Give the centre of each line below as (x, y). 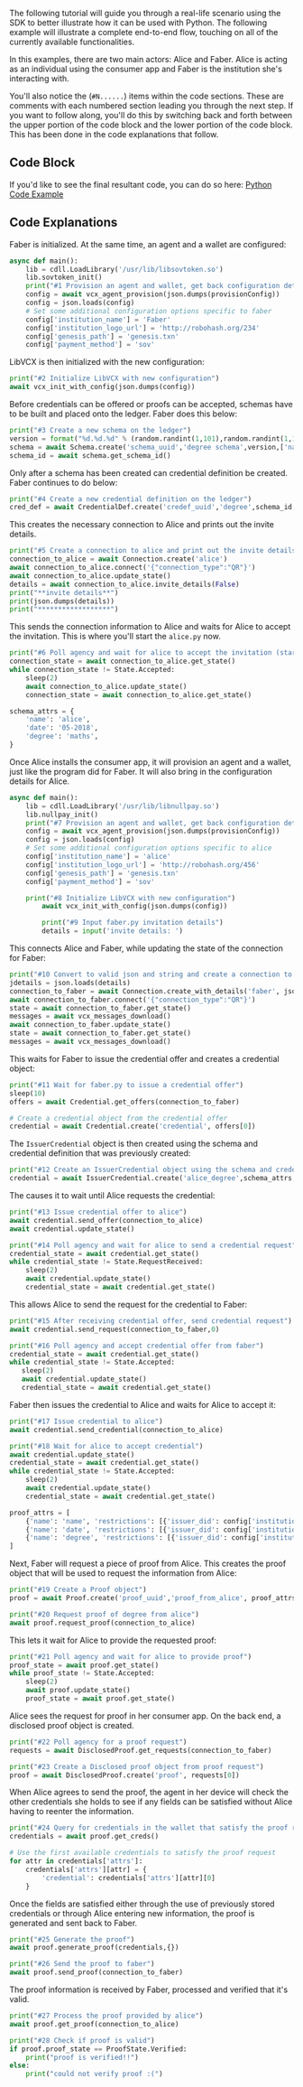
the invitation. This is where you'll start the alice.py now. (115, 637)
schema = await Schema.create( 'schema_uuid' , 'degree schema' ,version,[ (147, 447)
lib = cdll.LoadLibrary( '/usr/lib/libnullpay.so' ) (123, 806)
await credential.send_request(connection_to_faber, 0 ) (115, 1329)
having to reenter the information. (72, 1812)
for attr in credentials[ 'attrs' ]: (76, 1861)
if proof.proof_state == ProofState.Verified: (98, 2049)
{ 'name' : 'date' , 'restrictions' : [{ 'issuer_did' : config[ (139, 1530)
